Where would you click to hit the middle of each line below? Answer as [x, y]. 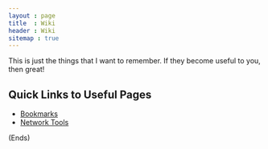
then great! [27, 70]
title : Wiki [32, 23]
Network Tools [44, 123]
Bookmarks [39, 114]
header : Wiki [32, 30]
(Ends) [19, 138]
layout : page [32, 16]
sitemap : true [34, 38]
